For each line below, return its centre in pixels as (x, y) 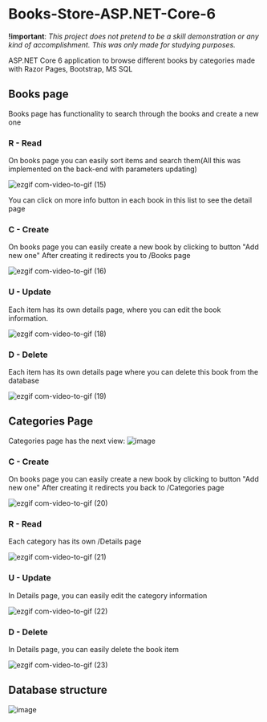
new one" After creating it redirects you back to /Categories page (116, 488)
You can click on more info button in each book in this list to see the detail (130, 200)
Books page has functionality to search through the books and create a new (133, 113)
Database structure (58, 690)
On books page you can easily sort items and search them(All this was (125, 161)
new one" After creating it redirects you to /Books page (99, 256)
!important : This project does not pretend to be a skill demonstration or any (133, 36)
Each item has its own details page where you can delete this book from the (133, 371)
